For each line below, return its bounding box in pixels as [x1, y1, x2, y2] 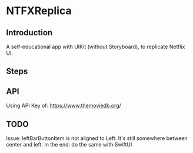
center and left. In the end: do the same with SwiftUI [6, 141, 132, 148]
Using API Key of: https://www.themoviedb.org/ [6, 102, 122, 109]
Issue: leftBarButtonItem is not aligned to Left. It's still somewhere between [6, 135, 188, 142]
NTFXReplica [6, 4, 72, 18]
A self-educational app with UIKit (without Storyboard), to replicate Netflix [6, 43, 185, 50]
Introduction [6, 28, 53, 38]
